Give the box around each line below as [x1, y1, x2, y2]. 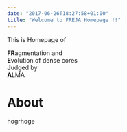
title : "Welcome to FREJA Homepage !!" [7, 16, 122, 23]
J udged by [7, 63, 38, 71]
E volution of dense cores [7, 56, 78, 64]
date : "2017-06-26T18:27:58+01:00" [7, 10, 109, 17]
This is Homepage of [7, 35, 67, 43]
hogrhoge [7, 118, 36, 126]
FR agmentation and [7, 49, 63, 57]
